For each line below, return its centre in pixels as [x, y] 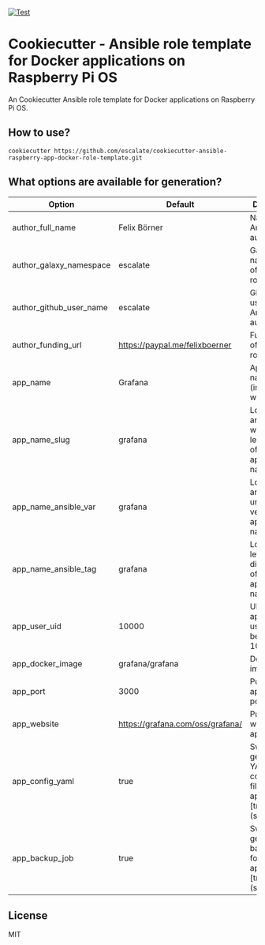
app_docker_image [47, 663]
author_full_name [44, 227]
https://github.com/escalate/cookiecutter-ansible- [140, 151]
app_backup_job [43, 858]
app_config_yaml [43, 781]
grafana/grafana [148, 663]
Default [180, 204]
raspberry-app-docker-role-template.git [76, 158]
